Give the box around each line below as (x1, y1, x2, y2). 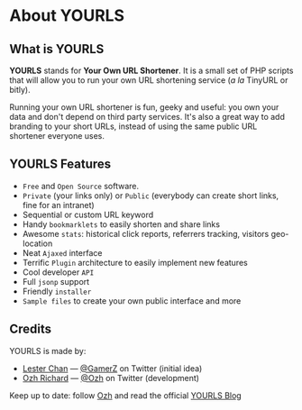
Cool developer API (22, 267, 95, 278)
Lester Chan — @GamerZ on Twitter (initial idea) (22, 362, 203, 374)
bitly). (9, 85, 32, 95)
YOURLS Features (9, 157, 112, 172)
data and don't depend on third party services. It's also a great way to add (9, 112, 286, 122)
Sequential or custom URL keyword (22, 209, 154, 220)
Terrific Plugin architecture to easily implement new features (22, 257, 248, 268)
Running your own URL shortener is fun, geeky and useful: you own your (9, 102, 279, 113)
